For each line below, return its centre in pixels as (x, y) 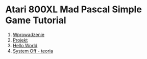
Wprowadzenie (29, 34)
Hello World (25, 45)
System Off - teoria (33, 51)
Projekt (20, 40)
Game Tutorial (36, 20)
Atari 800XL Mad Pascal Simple (73, 9)
